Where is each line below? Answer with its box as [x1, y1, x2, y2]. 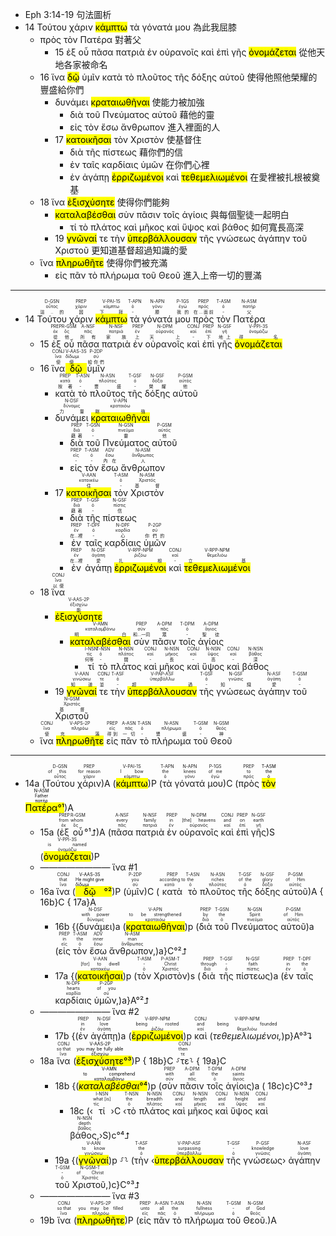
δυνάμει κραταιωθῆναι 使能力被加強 [54, 96, 205, 108]
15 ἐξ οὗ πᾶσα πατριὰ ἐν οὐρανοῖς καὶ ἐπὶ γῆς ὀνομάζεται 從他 [54, 46, 317, 58]
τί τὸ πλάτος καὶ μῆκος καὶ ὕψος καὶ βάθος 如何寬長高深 [69, 221, 305, 233]
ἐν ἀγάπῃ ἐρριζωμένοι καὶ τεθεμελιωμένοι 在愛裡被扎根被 [69, 171, 312, 183]
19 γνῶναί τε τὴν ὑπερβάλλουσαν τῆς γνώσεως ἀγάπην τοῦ [54, 233, 308, 244]
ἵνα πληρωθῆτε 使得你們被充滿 [39, 257, 168, 268]
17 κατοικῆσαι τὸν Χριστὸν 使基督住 [54, 134, 202, 145]
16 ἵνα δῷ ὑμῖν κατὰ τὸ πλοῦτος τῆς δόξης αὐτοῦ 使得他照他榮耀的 [39, 71, 318, 83]
